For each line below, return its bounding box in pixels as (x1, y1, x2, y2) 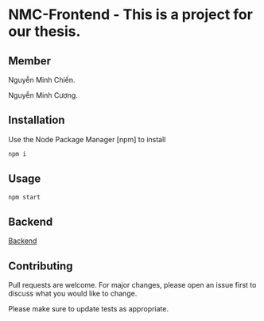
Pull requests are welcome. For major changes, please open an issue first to (8, 280, 257, 289)
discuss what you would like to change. (8, 288, 138, 298)
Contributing (8, 259, 73, 273)
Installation (8, 114, 65, 127)
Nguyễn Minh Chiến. (8, 75, 76, 84)
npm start (8, 193, 41, 201)
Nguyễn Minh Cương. (8, 91, 78, 100)
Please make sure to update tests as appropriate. (8, 304, 169, 313)
